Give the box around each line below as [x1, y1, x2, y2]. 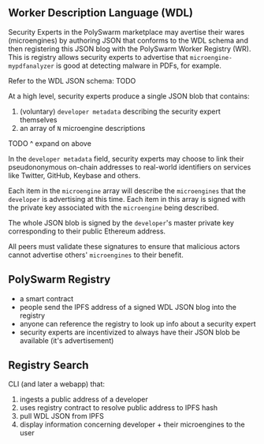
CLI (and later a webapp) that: [8, 379, 105, 389]
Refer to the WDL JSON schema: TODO [8, 76, 136, 85]
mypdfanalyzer [8, 62, 55, 70]
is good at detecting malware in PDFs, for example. [56, 61, 222, 70]
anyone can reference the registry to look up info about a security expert [19, 319, 256, 328]
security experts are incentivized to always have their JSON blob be [19, 327, 240, 337]
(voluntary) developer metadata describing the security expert [19, 106, 221, 116]
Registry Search [8, 359, 89, 372]
